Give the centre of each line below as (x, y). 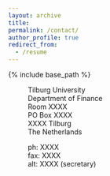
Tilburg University (57, 90)
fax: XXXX (44, 155)
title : (19, 23)
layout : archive (35, 15)
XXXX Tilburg (50, 124)
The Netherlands (55, 132)
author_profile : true (44, 37)
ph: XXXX (44, 147)
